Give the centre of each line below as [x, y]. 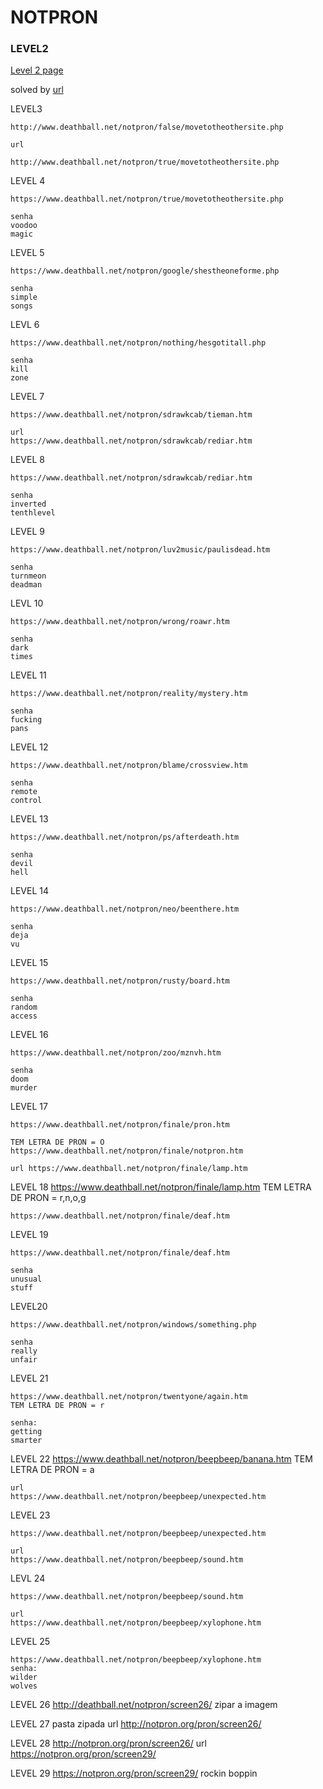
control [26, 801]
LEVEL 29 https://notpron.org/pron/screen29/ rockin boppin [134, 1773]
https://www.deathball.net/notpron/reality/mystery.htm [129, 694]
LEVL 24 [28, 1578]
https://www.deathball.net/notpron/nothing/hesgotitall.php [138, 343]
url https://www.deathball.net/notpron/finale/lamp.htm [129, 1169]
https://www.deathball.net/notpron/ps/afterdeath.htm [125, 837]
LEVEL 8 [27, 460]
